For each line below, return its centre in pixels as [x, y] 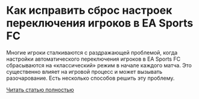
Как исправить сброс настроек [89, 10]
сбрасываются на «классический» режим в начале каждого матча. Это [99, 65]
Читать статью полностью [40, 89]
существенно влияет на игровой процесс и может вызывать [84, 71]
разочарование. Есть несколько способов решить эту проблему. [90, 78]
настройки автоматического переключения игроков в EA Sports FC [93, 59]
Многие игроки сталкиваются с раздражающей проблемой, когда [92, 52]
